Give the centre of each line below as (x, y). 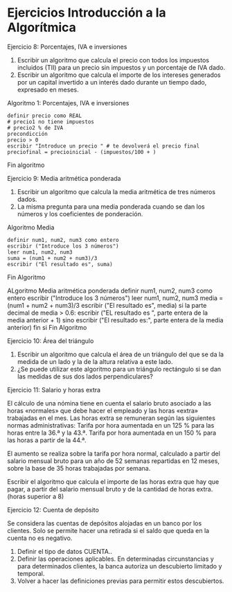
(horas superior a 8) (36, 496)
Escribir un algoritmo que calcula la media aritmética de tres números (116, 191)
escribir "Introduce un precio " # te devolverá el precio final (103, 146)
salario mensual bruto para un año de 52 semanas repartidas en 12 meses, (114, 461)
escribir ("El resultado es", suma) (60, 264)
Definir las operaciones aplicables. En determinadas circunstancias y (116, 559)
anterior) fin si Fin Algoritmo (47, 327)
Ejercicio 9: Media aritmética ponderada (64, 178)
